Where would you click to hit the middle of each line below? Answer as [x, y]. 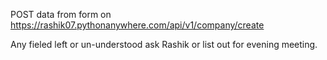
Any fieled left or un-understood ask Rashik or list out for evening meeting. [164, 44]
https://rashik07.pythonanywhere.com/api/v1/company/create [137, 25]
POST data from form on [61, 14]
